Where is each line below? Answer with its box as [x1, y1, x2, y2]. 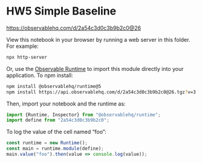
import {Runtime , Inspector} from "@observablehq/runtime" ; [6, 111, 161, 118]
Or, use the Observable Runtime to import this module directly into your [6, 65, 184, 72]
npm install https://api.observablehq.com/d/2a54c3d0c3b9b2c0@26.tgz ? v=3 [6, 89, 197, 95]
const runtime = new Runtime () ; [6, 140, 88, 146]
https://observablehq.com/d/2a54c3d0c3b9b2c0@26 [6, 24, 141, 32]
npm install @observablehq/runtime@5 [6, 83, 102, 89]
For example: [6, 42, 39, 50]
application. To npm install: [6, 72, 74, 79]
